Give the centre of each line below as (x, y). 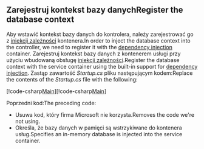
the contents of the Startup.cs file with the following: (72, 79)
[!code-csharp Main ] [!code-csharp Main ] (56, 91)
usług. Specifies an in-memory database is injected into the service (99, 134)
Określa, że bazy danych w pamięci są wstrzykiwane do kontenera (98, 128)
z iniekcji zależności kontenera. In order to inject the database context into (98, 40)
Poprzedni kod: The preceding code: (51, 103)
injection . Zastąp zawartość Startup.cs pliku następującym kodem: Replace (100, 73)
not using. (28, 121)
